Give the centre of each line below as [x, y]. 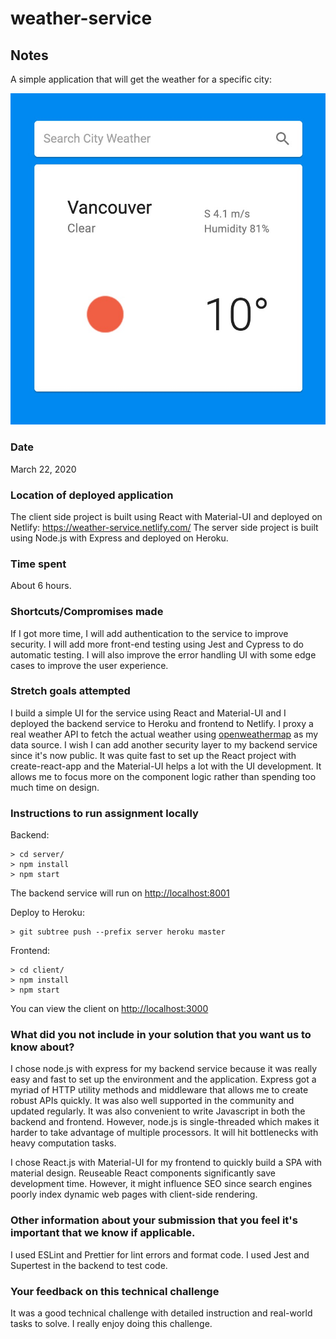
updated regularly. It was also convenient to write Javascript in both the [158, 1111]
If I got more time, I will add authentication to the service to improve [149, 633]
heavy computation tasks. [63, 1143]
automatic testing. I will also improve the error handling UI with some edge [163, 654]
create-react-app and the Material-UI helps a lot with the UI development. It [166, 766]
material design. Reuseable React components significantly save [143, 1173]
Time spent [38, 564]
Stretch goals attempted [70, 691]
